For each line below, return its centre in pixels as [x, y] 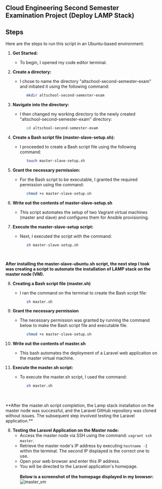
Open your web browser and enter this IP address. [70, 461]
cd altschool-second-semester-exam [62, 128]
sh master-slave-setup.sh [52, 245]
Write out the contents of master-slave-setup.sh [62, 203]
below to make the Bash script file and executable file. [74, 326]
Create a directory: [32, 72]
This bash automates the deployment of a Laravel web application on [88, 353]
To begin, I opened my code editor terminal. [63, 63]
